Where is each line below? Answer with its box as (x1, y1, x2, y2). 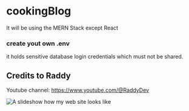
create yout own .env (6, 39, 70, 48)
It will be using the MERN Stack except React (6, 24, 119, 31)
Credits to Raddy (6, 71, 71, 81)
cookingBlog (6, 4, 71, 18)
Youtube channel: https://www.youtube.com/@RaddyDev (6, 86, 150, 94)
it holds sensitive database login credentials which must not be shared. (6, 53, 184, 60)
